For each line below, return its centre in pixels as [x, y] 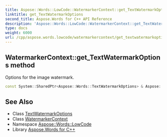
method [23, 65]
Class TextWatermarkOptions [42, 114]
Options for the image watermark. [40, 77]
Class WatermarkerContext [40, 119]
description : [19, 24]
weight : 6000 [19, 33]
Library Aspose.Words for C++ [44, 130]
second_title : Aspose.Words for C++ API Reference [59, 19]
